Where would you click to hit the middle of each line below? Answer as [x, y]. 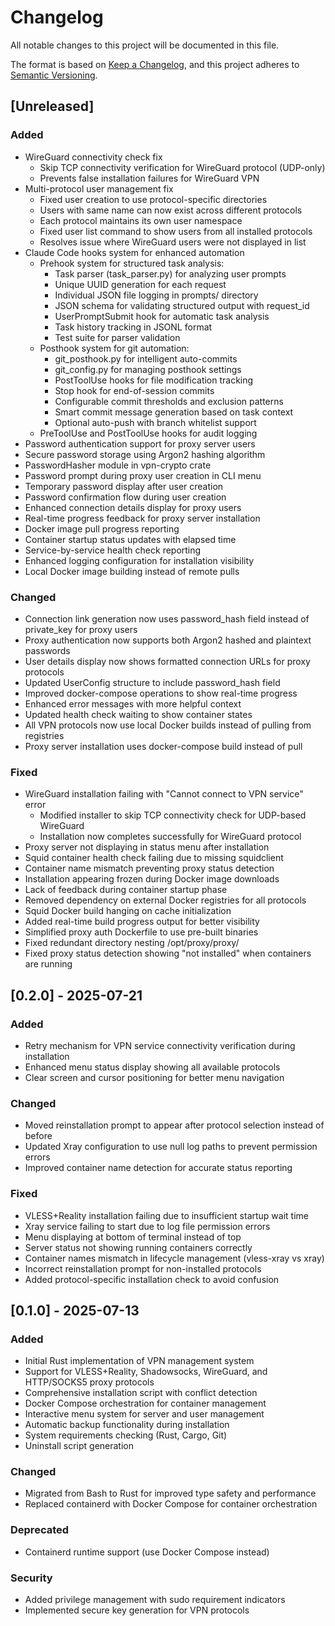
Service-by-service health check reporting [113, 550]
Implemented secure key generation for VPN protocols [137, 1610]
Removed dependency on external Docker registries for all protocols [165, 900]
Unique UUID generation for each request [140, 284]
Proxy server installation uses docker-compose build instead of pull [163, 746]
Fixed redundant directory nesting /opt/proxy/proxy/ [132, 943]
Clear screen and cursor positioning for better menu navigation [154, 1077]
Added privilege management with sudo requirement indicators [155, 1600]
